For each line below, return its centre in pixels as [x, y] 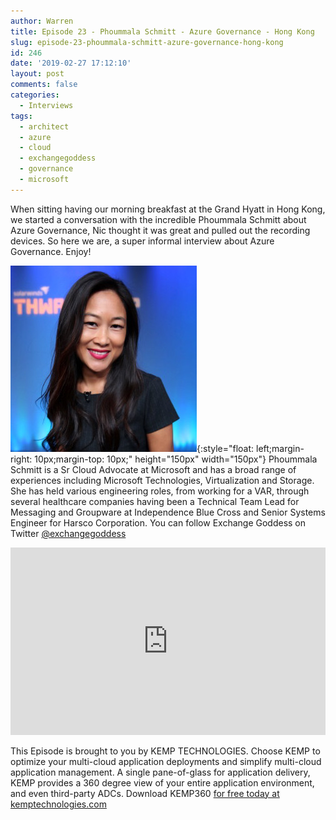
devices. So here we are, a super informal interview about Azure [142, 241]
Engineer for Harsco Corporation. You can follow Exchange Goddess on [158, 522]
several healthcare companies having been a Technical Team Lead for [155, 501]
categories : [35, 95]
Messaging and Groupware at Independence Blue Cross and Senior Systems [168, 512]
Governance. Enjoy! [51, 251]
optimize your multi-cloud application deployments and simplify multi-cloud [166, 761]
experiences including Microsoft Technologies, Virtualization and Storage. [162, 480]
